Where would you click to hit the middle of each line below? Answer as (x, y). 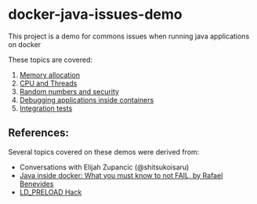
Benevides (36, 184)
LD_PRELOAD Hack (51, 192)
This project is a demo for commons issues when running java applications (129, 36)
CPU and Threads (48, 83)
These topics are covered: (50, 60)
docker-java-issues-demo (95, 15)
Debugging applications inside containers (87, 100)
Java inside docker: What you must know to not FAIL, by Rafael (121, 175)
